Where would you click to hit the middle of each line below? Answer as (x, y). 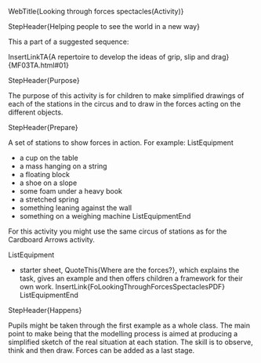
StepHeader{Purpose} (44, 80)
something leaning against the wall (75, 208)
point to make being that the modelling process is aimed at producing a (123, 334)
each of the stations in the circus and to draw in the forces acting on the (125, 104)
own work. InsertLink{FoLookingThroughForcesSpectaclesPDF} (122, 287)
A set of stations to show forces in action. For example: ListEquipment (121, 143)
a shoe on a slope (48, 183)
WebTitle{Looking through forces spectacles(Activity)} (96, 11)
